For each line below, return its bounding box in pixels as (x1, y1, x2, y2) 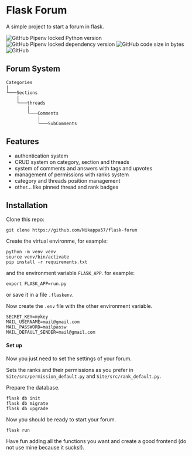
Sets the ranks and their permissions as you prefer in (6, 366, 133, 373)
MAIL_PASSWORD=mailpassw (6, 324, 67, 330)
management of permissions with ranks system (14, 171, 129, 178)
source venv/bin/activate (6, 254, 69, 260)
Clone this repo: (6, 216, 45, 223)
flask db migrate (6, 400, 49, 406)
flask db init (6, 395, 41, 401)
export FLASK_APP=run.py (6, 281, 67, 287)
